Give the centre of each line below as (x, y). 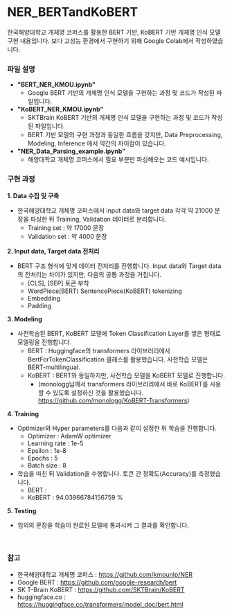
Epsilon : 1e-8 (47, 450)
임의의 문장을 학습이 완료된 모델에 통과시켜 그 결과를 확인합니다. (103, 525)
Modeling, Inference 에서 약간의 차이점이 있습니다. (97, 143)
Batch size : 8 (47, 465)
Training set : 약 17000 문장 (66, 228)
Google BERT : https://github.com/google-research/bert (97, 582)
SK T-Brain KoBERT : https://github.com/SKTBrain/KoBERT (101, 589)
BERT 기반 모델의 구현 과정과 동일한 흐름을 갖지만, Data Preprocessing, (125, 135)
